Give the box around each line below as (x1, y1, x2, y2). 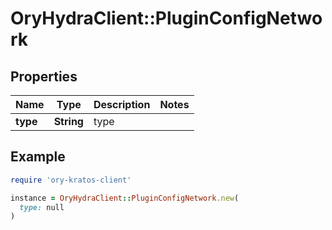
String (53, 115, 84, 128)
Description (93, 98, 151, 111)
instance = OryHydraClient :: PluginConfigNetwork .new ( (10, 193, 240, 203)
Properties (10, 68, 78, 85)
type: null (19, 202, 65, 212)
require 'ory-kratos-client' (10, 175, 132, 185)
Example (10, 148, 66, 166)
